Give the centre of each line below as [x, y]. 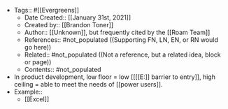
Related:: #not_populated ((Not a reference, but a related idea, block [123, 54]
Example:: [28, 92]
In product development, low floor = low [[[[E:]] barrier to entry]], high [114, 77]
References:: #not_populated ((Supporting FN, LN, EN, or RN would [121, 40]
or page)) [38, 62]
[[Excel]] [37, 99]
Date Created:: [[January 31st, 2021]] [78, 17]
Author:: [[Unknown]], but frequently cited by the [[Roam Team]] [117, 32]
